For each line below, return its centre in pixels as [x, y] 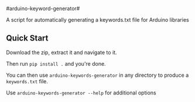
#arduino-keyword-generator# [43, 8]
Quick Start [27, 38]
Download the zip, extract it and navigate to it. [61, 52]
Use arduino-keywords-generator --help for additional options [81, 93]
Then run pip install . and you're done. [56, 63]
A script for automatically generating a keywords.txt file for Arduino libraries [97, 20]
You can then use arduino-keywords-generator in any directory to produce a [97, 75]
